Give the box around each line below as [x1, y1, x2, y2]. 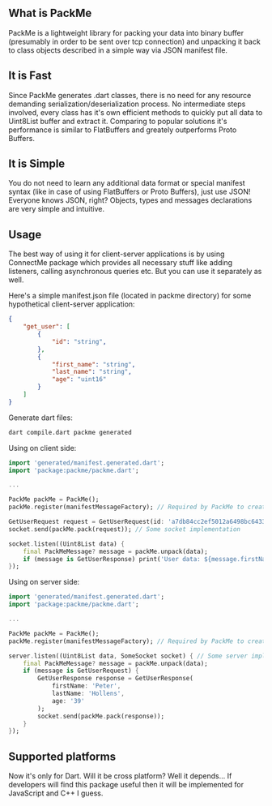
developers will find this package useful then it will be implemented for [8, 780, 244, 790]
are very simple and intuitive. [8, 204, 105, 214]
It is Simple [8, 157, 66, 171]
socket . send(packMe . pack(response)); [37, 712, 164, 720]
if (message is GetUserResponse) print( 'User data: [23, 555, 201, 563]
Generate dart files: [8, 413, 73, 422]
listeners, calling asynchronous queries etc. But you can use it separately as [8, 267, 262, 277]
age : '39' [51, 697, 85, 705]
